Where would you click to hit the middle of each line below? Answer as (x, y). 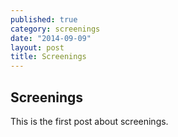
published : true (44, 19)
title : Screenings (48, 57)
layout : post (37, 47)
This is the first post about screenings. (89, 121)
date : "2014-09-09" (51, 38)
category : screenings (55, 29)
